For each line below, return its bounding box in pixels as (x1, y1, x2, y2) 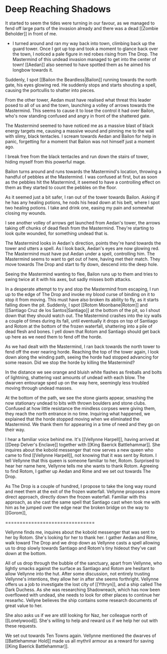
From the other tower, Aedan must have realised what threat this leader (5, 96, 151, 103)
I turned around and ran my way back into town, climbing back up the (12, 40, 156, 46)
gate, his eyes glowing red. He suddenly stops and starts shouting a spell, (5, 81, 157, 88)
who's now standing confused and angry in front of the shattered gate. (5, 112, 151, 118)
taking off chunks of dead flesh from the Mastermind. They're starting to (5, 225, 155, 231)
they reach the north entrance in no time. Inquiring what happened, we (5, 410, 151, 416)
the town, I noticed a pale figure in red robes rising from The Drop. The (12, 51, 158, 57)
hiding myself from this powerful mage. (5, 158, 86, 164)
